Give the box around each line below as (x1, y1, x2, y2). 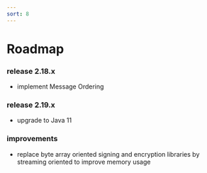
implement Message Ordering (16, 82, 104, 91)
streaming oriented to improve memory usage (16, 157, 151, 166)
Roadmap (6, 40, 65, 57)
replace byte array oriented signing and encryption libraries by (16, 150, 200, 158)
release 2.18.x (6, 66, 56, 76)
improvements (6, 134, 58, 144)
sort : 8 (6, 10, 30, 18)
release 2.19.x (6, 100, 56, 110)
